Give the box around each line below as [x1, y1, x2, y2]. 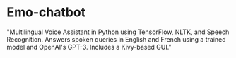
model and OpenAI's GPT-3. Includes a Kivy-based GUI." [6, 42, 172, 51]
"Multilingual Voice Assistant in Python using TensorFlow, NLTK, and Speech [6, 28, 230, 36]
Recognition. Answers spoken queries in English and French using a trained [6, 35, 227, 43]
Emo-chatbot [6, 4, 86, 21]
